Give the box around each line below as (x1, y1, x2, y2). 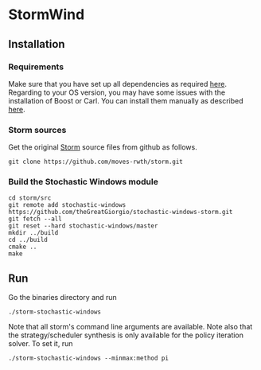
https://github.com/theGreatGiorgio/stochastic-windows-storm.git (8, 208, 233, 216)
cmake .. (8, 243, 37, 251)
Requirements (8, 61, 64, 72)
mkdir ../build (8, 229, 59, 237)
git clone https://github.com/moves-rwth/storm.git (8, 158, 183, 166)
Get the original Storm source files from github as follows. (8, 142, 197, 152)
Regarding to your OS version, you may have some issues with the (8, 88, 225, 97)
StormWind (8, 6, 85, 24)
